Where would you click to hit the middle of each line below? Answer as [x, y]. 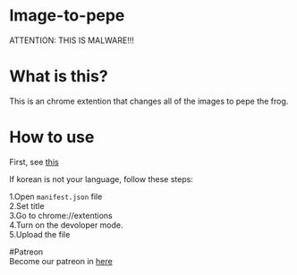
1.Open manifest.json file [56, 196]
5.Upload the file [40, 234]
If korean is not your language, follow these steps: [102, 179]
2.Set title [27, 205]
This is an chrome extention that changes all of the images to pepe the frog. [149, 101]
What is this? [59, 76]
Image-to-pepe [67, 16]
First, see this [34, 162]
